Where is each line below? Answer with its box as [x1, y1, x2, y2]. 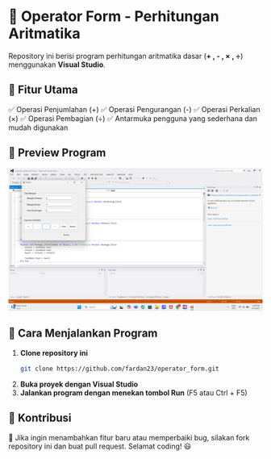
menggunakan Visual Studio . [8, 60, 106, 69]
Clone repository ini [19, 348, 89, 357]
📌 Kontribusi [8, 411, 72, 425]
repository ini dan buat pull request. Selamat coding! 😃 [8, 441, 192, 451]
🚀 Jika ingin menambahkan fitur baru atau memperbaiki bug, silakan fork [8, 432, 250, 442]
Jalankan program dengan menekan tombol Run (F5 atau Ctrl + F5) [19, 387, 248, 398]
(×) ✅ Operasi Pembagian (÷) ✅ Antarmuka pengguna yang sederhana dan [8, 113, 258, 123]
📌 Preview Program [8, 146, 106, 160]
